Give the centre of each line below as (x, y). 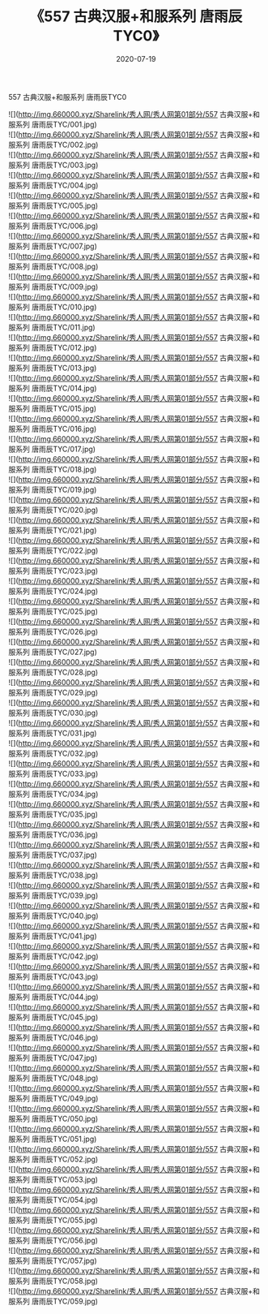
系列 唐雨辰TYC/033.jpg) (57, 773)
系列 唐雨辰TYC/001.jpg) (56, 124)
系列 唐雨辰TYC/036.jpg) (57, 834)
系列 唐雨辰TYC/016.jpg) (56, 429)
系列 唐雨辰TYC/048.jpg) (57, 1078)
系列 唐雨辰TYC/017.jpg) (55, 449)
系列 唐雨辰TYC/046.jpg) (57, 1037)
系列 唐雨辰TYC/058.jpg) (57, 1281)
